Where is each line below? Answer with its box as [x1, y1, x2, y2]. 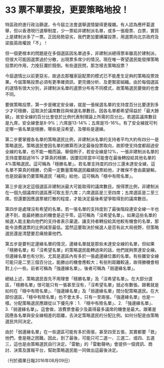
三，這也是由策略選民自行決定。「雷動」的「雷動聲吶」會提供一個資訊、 [5, 341, 148, 347]
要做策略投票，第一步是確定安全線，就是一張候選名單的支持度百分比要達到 [5, 101, 155, 108]
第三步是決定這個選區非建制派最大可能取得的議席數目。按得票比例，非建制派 [5, 183, 159, 189]
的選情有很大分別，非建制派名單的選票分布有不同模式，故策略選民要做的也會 [5, 85, 159, 91]
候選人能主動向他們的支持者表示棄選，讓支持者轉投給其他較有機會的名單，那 [5, 218, 159, 224]
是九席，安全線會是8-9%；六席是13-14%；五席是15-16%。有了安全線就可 [5, 120, 154, 126]
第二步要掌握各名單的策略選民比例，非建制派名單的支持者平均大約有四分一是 [5, 136, 159, 142]
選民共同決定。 [5, 318, 35, 324]
